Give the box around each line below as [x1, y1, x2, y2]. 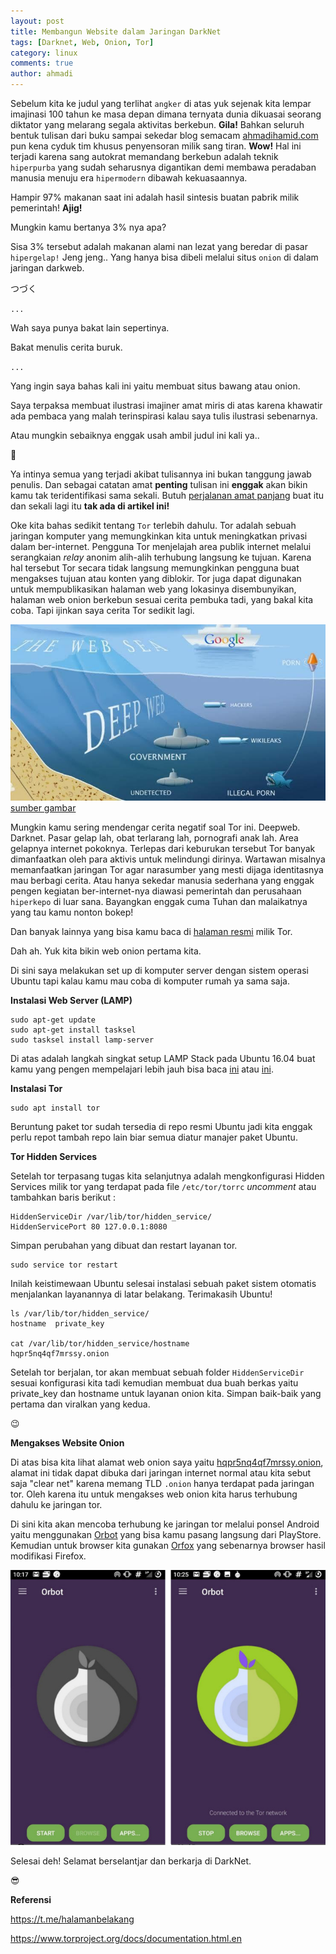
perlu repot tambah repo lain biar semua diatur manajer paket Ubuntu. [10, 1131, 298, 1143]
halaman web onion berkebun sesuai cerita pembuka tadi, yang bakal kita [10, 594, 314, 605]
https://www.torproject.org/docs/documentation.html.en [10, 1933, 242, 1945]
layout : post [10, 16, 65, 26]
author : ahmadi [10, 69, 74, 79]
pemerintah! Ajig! [10, 202, 83, 214]
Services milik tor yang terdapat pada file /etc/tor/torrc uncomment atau [10, 1180, 317, 1192]
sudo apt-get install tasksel [10, 1025, 137, 1035]
